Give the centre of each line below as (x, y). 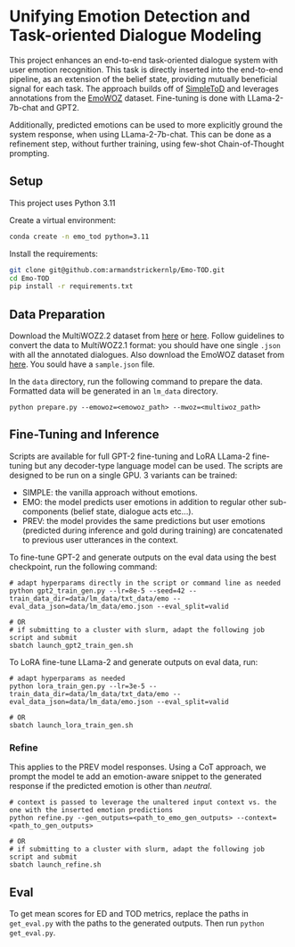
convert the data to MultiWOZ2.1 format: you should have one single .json (145, 345)
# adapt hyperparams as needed (67, 678)
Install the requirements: (53, 253)
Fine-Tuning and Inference (84, 435)
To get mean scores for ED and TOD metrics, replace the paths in (129, 913)
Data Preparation (57, 314)
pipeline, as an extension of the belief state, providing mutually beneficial (143, 79)
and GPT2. (60, 107)
